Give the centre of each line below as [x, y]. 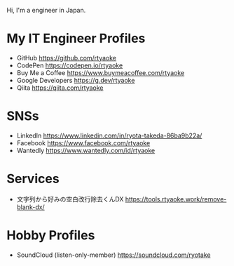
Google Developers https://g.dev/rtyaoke [76, 80]
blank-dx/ [30, 207]
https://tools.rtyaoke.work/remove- [176, 199]
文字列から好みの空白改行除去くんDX [70, 199]
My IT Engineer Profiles [76, 39]
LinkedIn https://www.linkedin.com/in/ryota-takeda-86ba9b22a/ [109, 135]
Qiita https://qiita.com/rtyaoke [60, 88]
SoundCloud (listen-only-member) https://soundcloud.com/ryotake [113, 255]
